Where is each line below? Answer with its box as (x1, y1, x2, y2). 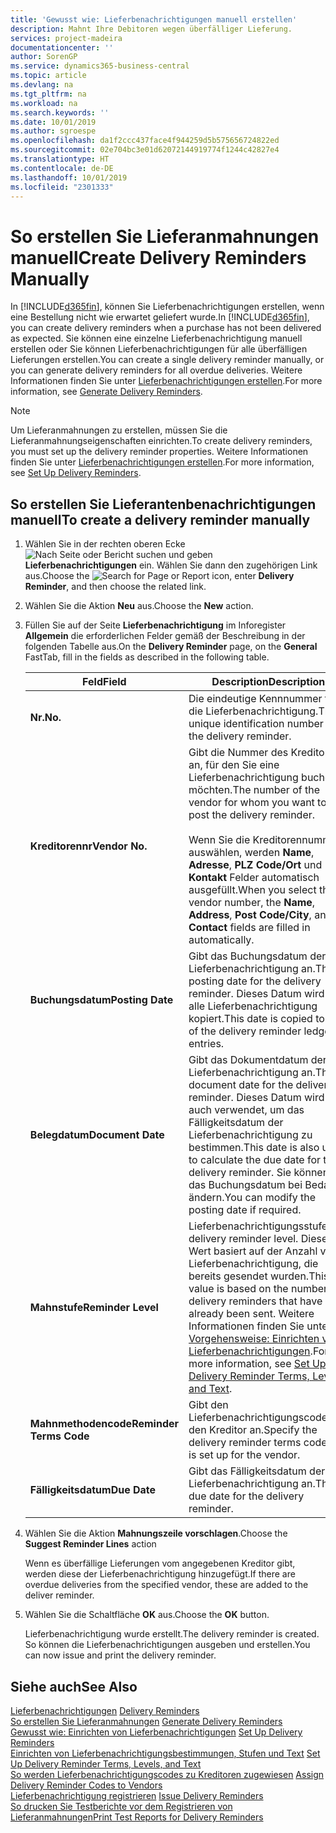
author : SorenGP (10, 52, 78, 62)
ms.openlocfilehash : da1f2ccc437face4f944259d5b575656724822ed (10, 136, 280, 146)
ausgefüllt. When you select (188, 883, 317, 897)
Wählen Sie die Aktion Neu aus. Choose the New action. (24, 600, 254, 612)
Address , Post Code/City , (188, 908, 312, 922)
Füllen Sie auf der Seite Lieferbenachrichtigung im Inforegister (24, 619, 287, 631)
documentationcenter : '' (10, 42, 114, 53)
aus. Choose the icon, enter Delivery (24, 570, 295, 582)
